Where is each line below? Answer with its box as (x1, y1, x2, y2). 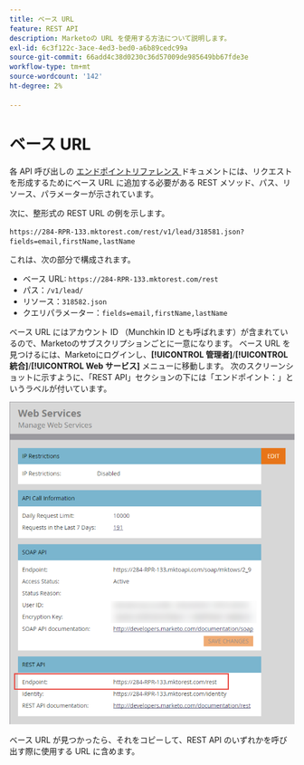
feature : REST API (9, 24, 79, 33)
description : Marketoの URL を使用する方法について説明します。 (9, 33, 232, 43)
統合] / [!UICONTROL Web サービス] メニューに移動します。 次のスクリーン (9, 360, 287, 371)
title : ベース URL (9, 14, 74, 24)
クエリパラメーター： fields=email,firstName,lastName (22, 307, 228, 318)
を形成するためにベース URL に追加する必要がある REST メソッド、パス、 (9, 177, 283, 187)
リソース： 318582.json (22, 295, 107, 307)
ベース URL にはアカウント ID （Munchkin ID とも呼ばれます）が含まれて (9, 326, 280, 337)
